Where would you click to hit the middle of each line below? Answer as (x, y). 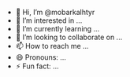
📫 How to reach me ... (52, 46)
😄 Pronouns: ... (41, 57)
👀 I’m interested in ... (49, 20)
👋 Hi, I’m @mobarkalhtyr (55, 12)
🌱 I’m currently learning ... (58, 29)
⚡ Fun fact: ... (37, 66)
